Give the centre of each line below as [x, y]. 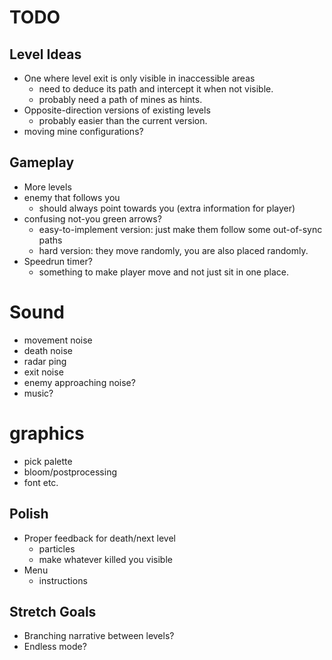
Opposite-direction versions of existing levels [117, 110]
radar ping [45, 361]
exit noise [43, 372]
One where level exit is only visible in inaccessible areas [139, 78]
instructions [63, 580]
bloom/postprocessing [70, 472]
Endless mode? [55, 647]
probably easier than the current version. [123, 120]
